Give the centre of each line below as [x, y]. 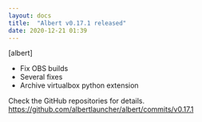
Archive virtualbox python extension [79, 85]
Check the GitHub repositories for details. [77, 101]
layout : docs [30, 16]
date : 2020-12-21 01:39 [48, 30]
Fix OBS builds [44, 69]
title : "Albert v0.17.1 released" [67, 23]
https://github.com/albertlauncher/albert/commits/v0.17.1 [101, 109]
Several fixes [41, 77]
